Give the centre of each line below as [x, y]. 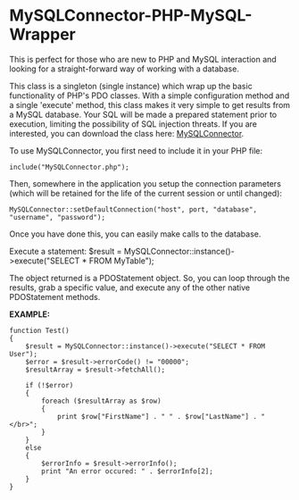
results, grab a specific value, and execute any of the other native [130, 287]
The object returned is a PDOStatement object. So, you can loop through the [149, 278]
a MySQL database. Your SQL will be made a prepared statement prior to [143, 114]
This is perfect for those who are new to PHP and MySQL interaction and [143, 59]
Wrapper [42, 34]
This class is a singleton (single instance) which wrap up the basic [131, 86]
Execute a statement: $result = [66, 251]
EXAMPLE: [30, 314]
